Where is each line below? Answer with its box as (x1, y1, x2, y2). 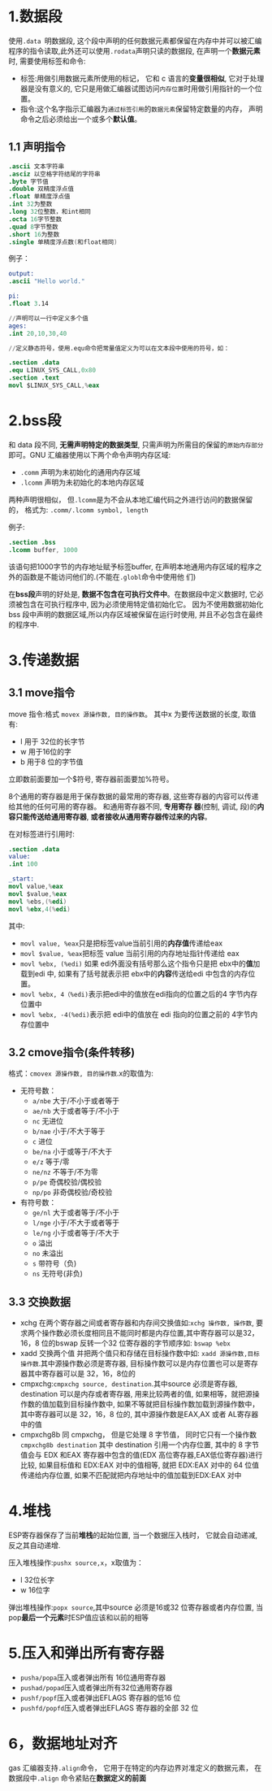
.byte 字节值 (8, 177, 49, 185)
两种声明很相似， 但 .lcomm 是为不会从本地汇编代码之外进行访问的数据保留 (8, 494, 253, 504)
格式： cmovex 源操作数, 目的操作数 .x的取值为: (8, 1068, 154, 1078)
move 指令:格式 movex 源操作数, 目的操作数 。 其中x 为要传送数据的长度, (8, 709, 240, 719)
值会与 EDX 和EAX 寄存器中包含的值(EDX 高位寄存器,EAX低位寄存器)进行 (19, 1450, 263, 1460)
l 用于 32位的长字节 (19, 737, 85, 746)
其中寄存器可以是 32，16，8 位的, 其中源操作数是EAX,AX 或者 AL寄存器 (19, 1410, 259, 1419)
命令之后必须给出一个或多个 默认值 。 (19, 114, 142, 124)
